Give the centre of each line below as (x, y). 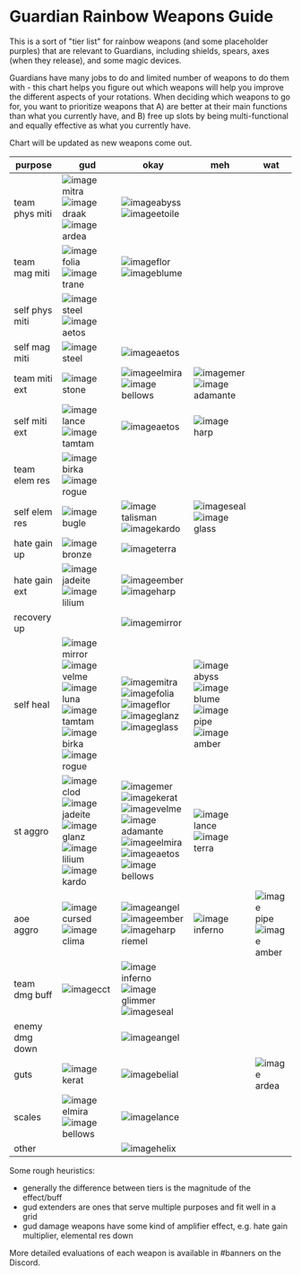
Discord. (25, 1262)
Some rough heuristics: (52, 1170)
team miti (33, 378)
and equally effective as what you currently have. (100, 125)
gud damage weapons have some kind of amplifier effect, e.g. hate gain (155, 1226)
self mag (32, 347)
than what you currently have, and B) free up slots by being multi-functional (149, 116)
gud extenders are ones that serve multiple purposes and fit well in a (149, 1207)
